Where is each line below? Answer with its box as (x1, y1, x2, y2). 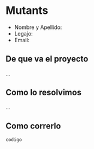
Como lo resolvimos (5, 87, 82, 98)
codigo (5, 137, 22, 143)
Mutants (5, 4, 48, 17)
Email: (14, 36, 30, 43)
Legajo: (14, 30, 34, 37)
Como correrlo (5, 121, 61, 131)
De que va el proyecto (5, 54, 89, 64)
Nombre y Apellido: (14, 24, 62, 31)
